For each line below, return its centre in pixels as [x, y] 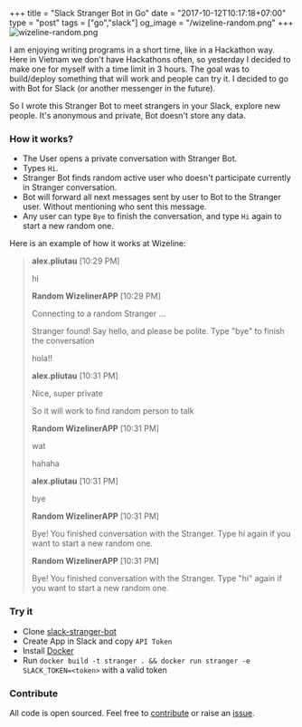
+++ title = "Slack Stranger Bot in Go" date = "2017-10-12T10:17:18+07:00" [148, 13]
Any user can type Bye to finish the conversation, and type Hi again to [152, 216]
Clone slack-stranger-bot [70, 631]
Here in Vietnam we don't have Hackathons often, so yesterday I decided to [150, 59]
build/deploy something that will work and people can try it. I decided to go [149, 79]
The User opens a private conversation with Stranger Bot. [130, 158]
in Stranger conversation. [70, 187]
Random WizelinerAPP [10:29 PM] [96, 296]
